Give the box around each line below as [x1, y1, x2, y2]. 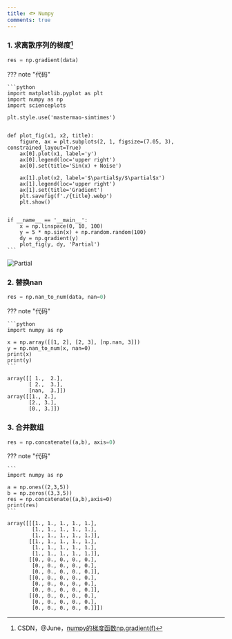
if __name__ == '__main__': [7, 217, 88, 224]
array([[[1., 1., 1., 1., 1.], [7, 520, 97, 527]
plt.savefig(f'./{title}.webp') [19, 193, 113, 200]
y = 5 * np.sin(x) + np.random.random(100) [19, 229, 147, 236]
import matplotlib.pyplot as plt [7, 90, 104, 97]
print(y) [7, 357, 32, 364]
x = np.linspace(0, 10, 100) [19, 223, 104, 230]
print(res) [7, 502, 39, 509]
